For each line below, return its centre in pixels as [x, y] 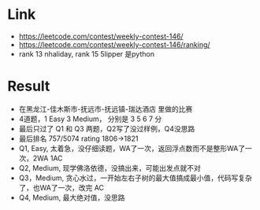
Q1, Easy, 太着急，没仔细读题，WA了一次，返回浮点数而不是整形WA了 [132, 148]
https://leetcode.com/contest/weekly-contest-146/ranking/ [114, 44]
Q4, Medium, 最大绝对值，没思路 [72, 197]
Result [29, 86]
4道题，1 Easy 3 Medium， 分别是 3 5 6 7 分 [90, 119]
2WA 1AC [48, 158]
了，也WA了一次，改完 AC [61, 187]
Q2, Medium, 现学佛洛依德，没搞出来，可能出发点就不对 [110, 168]
